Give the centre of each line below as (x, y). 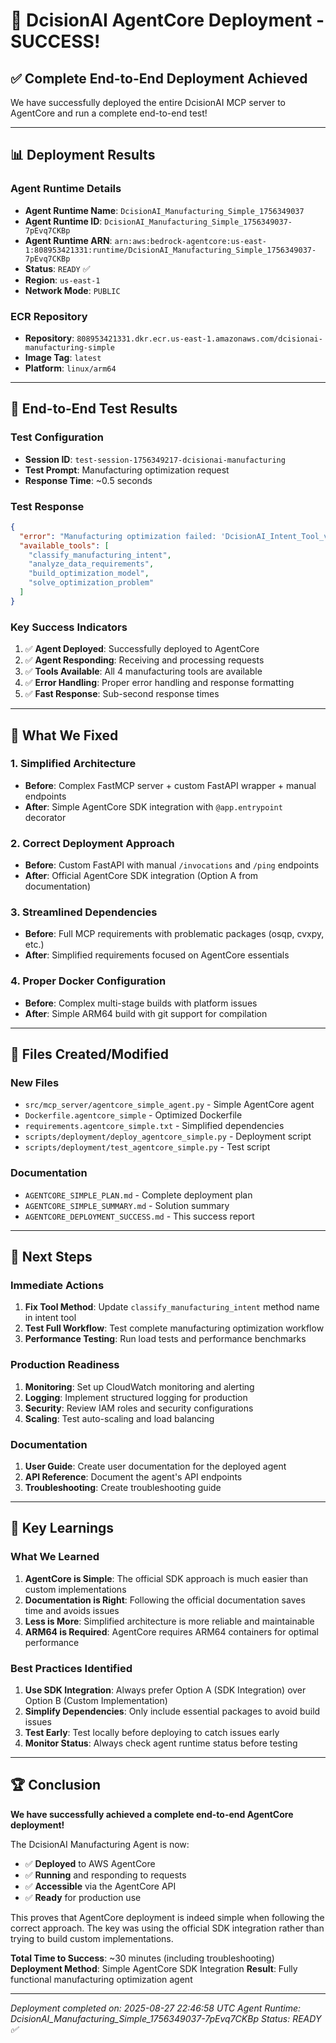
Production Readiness (65, 1365)
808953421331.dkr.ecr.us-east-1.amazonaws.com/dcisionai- (199, 339)
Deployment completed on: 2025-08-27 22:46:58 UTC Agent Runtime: (156, 2008)
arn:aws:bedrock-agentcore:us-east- (190, 241)
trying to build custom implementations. (92, 1938)
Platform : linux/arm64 (70, 368)
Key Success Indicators (69, 627)
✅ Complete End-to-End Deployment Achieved (159, 78)
